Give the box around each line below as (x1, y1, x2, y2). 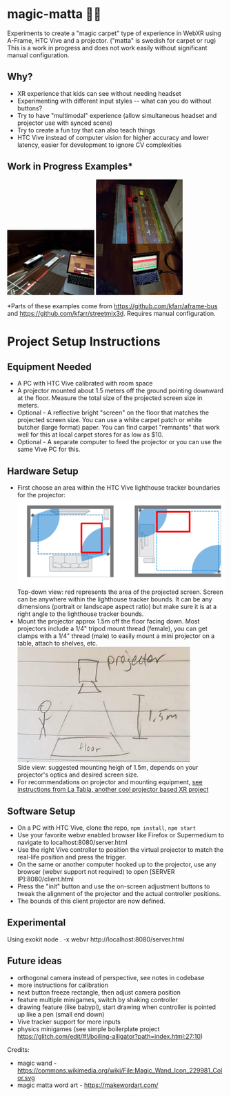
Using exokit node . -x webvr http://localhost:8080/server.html (7, 935, 185, 944)
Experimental (7, 917, 66, 928)
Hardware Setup (7, 465, 79, 477)
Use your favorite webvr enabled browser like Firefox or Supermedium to (17, 830, 225, 839)
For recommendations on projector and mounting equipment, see (17, 778, 203, 786)
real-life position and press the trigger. (17, 853, 127, 861)
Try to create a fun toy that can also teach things (17, 126, 156, 134)
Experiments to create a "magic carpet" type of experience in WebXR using (7, 29, 222, 37)
